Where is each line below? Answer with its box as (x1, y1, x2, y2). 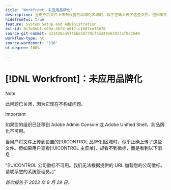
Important (5, 111, 26, 117)
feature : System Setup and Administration (5, 21, 97, 27)
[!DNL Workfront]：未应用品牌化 (5, 73, 142, 84)
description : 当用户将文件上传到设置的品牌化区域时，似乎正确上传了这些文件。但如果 (5, 12, 164, 17)
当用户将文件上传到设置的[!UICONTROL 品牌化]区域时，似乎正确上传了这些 (5, 138, 162, 145)
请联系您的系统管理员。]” (5, 168, 56, 174)
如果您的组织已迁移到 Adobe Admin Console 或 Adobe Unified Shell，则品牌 (5, 121, 165, 128)
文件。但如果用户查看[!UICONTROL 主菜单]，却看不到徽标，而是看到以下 (5, 145, 158, 151)
